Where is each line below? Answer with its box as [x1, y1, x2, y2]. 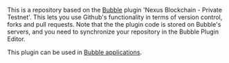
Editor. [7, 35, 26, 43]
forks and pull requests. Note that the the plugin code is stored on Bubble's [7, 21, 221, 28]
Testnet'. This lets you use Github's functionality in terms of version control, [7, 13, 223, 21]
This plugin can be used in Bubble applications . [7, 48, 143, 56]
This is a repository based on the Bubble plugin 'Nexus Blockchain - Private [7, 6, 223, 14]
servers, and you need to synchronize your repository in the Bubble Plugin [7, 27, 219, 36]
